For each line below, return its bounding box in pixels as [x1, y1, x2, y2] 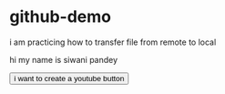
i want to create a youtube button [14, 73, 125, 83]
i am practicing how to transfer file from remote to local [9, 37, 217, 47]
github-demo [9, 6, 112, 27]
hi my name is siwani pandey [9, 54, 118, 65]
